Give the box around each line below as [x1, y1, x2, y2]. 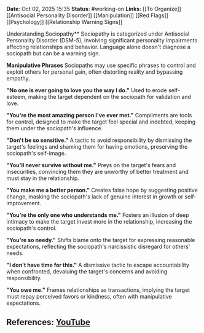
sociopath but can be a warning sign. [6, 50, 100, 57]
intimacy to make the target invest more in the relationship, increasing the [6, 218, 192, 225]
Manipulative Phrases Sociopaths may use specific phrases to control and [6, 61, 197, 69]
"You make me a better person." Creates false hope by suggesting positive [6, 187, 198, 194]
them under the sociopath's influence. [6, 125, 103, 131]
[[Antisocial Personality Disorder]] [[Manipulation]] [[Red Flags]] [6, 12, 169, 19]
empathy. [6, 75, 30, 82]
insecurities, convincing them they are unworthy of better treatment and [6, 168, 189, 175]
